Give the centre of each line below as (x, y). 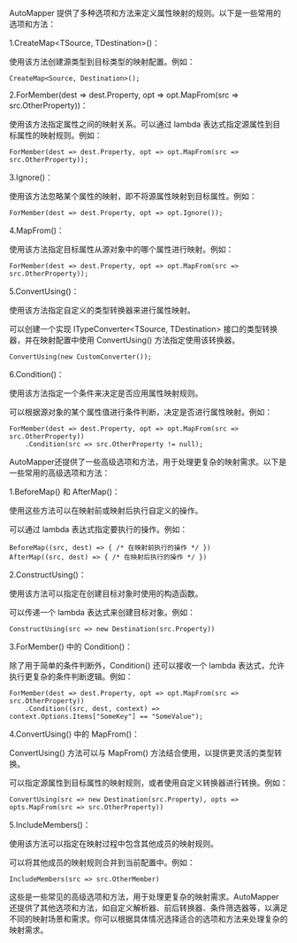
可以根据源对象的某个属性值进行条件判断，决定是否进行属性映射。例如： (141, 412)
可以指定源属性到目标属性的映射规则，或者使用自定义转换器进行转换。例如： (148, 783)
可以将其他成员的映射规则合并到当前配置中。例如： (102, 862)
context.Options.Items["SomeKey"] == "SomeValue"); (106, 716)
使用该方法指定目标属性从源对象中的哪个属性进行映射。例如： (122, 249)
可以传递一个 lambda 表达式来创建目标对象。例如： (103, 612)
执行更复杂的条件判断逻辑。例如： (71, 676)
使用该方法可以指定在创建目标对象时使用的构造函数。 (106, 593)
